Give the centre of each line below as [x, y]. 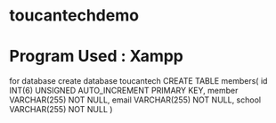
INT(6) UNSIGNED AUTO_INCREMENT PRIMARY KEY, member [124, 91]
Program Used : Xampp [97, 57]
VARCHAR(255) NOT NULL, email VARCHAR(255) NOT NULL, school [135, 100]
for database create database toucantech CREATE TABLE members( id [138, 81]
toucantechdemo [74, 16]
